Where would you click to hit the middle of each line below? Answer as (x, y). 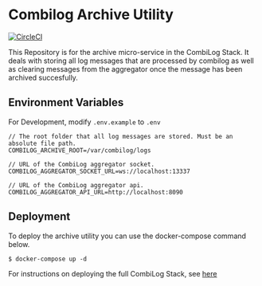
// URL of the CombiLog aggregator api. (76, 185)
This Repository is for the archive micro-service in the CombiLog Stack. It (129, 52)
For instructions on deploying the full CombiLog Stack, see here (113, 273)
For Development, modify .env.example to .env (84, 122)
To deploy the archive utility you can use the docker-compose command (127, 236)
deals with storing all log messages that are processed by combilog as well (131, 61)
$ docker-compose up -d (48, 259)
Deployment (39, 217)
